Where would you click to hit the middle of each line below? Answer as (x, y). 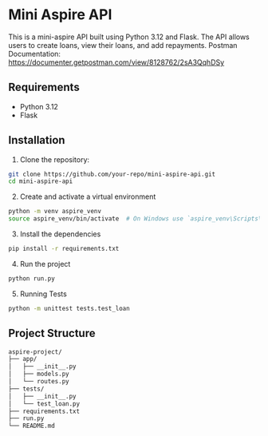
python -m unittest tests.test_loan (69, 308)
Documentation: (35, 54)
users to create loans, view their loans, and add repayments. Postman (123, 45)
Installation (37, 140)
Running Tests (43, 294)
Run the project (45, 264)
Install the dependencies (60, 234)
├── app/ (23, 359)
